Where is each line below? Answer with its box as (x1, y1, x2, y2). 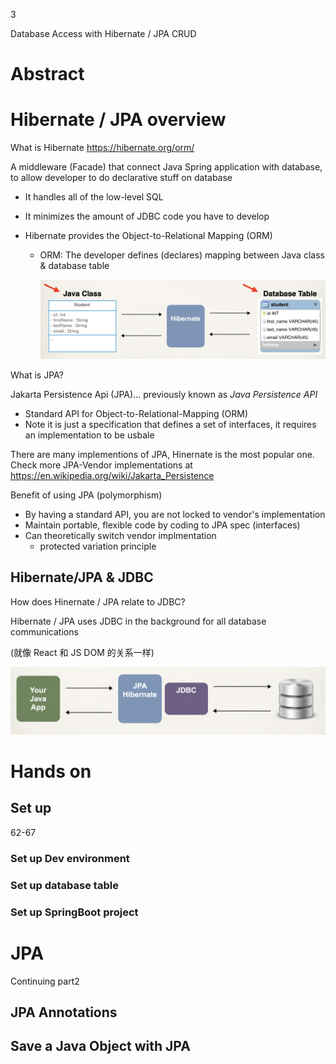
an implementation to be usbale (24, 429, 155, 441)
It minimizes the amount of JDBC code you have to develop (24, 210, 270, 223)
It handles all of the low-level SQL (24, 191, 164, 203)
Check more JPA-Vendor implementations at (10, 459, 193, 471)
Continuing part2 (10, 975, 80, 987)
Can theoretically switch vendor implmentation (24, 529, 217, 541)
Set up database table (10, 878, 119, 892)
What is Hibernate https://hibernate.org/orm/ (10, 142, 195, 154)
